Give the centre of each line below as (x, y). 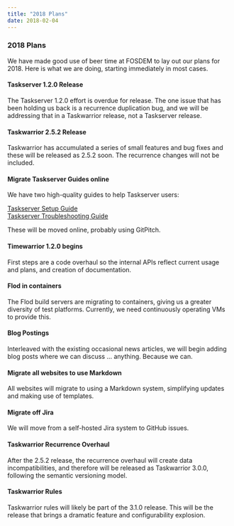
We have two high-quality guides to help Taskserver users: (93, 195)
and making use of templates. (51, 396)
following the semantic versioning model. (67, 475)
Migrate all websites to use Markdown (65, 372)
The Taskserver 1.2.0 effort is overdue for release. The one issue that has (114, 101)
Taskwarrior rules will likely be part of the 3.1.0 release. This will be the (111, 507)
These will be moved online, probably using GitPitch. (84, 230)
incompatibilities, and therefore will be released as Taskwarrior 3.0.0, (108, 468)
